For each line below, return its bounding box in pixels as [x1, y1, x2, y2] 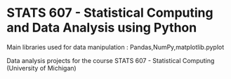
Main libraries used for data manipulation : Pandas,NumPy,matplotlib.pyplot [6, 43, 225, 51]
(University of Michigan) [6, 64, 77, 72]
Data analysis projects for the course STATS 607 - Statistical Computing [6, 56, 215, 64]
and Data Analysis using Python [6, 20, 197, 36]
